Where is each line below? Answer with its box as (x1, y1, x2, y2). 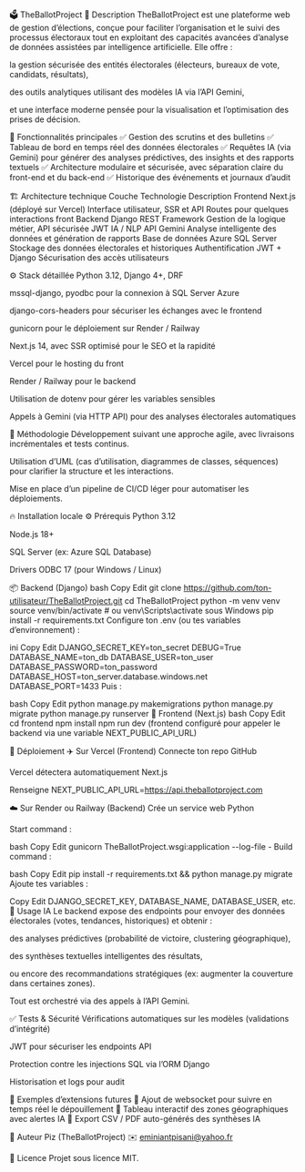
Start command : (9, 824, 73, 834)
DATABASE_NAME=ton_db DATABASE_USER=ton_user (9, 652, 214, 662)
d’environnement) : (9, 625, 80, 635)
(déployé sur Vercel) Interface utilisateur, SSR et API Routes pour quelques (9, 204, 290, 214)
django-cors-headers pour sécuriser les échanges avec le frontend (9, 305, 262, 316)
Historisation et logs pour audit (9, 1076, 126, 1087)
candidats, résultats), (9, 69, 89, 79)
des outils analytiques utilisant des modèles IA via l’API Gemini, (9, 87, 245, 97)
